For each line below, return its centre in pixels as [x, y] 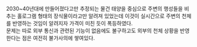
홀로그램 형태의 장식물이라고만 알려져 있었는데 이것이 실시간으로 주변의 [99, 16]
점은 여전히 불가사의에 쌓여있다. [58, 38]
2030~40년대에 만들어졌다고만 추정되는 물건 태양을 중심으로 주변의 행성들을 [94, 9]
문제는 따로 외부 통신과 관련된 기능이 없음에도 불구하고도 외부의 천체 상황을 [93, 31]
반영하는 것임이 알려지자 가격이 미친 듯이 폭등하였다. [72, 23]
